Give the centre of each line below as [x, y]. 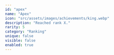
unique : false [19, 36]
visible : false [20, 41]
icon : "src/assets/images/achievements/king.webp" [57, 18]
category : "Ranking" [26, 32]
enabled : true [19, 45]
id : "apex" [16, 9]
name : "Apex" [18, 14]
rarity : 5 [15, 27]
